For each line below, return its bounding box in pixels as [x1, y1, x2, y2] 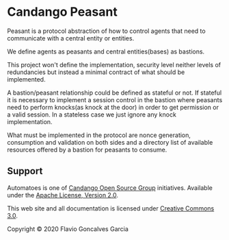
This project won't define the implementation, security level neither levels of [7, 60, 221, 69]
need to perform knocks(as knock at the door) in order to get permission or [7, 103, 219, 111]
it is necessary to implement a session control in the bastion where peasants [7, 95, 223, 104]
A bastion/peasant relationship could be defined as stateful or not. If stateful [7, 88, 222, 97]
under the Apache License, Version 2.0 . [7, 191, 118, 199]
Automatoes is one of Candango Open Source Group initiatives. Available [7, 183, 213, 192]
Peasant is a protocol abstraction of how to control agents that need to [7, 27, 206, 35]
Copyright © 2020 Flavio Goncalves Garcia [7, 224, 129, 233]
